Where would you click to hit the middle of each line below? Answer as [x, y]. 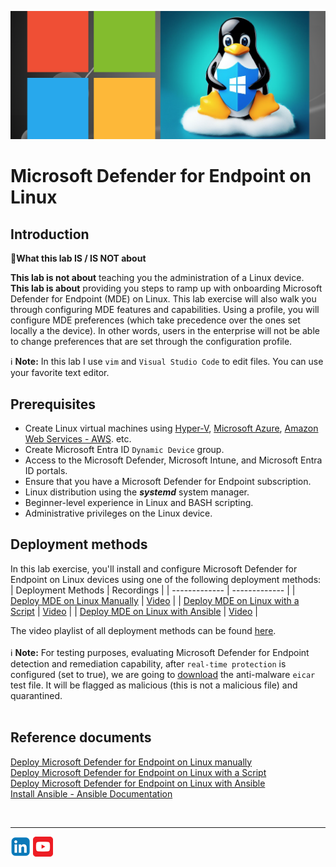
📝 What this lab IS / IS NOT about [78, 258]
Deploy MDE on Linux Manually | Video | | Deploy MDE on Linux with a [155, 600]
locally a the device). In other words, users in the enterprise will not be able [165, 331]
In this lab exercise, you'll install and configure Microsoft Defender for [154, 568]
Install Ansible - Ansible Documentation [91, 793]
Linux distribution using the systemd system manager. [137, 492]
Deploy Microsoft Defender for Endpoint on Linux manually [131, 762]
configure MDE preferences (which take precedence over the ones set [155, 320]
